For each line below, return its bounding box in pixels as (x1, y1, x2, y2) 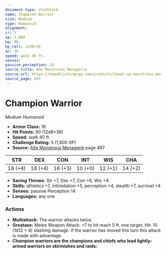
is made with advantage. (12, 232, 63, 238)
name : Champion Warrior (5, 12, 54, 17)
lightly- (137, 238, 152, 244)
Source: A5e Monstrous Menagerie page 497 (12, 145, 105, 151)
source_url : (5, 72, 30, 77)
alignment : (5, 26, 28, 31)
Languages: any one (12, 193, 55, 199)
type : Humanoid (5, 21, 37, 26)
